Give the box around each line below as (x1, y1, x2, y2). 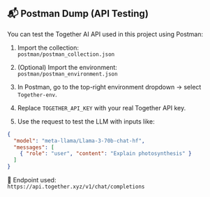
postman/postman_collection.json (17, 50, 115, 58)
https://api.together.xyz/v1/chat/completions (7, 183, 145, 191)
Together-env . (17, 90, 57, 98)
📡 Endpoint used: (7, 176, 57, 184)
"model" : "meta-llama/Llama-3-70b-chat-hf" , (13, 137, 145, 144)
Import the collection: (17, 43, 79, 52)
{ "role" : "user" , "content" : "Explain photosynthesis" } (20, 150, 192, 157)
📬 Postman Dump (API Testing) (7, 8, 149, 20)
